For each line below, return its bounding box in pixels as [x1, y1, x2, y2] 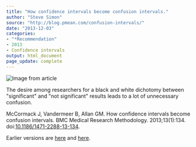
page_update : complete [6, 58, 62, 64]
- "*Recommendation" [6, 36, 58, 42]
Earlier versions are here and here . [6, 134, 91, 141]
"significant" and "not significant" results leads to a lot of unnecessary [6, 92, 179, 100]
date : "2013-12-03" [6, 25, 55, 31]
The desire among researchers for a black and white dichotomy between [6, 86, 184, 93]
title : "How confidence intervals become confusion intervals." [6, 8, 169, 15]
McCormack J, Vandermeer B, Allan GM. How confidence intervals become [6, 110, 191, 117]
